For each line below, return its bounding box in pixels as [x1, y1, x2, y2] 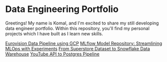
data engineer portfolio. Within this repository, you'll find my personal [5, 25, 150, 31]
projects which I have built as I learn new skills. [5, 30, 103, 36]
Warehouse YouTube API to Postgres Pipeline [5, 51, 100, 57]
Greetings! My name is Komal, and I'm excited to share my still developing [5, 20, 159, 26]
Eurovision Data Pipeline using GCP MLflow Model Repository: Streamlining [5, 40, 162, 46]
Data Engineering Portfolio [5, 3, 119, 15]
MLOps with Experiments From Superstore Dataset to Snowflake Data [5, 45, 150, 51]
